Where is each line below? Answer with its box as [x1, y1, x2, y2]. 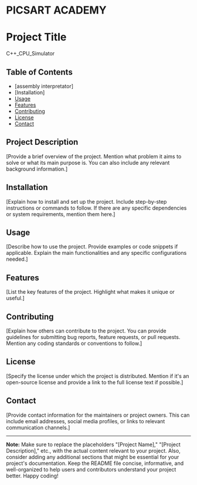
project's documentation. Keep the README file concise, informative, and [6, 460, 184, 467]
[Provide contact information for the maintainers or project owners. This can [6, 411, 190, 418]
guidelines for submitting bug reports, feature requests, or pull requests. [6, 334, 181, 340]
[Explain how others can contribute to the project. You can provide [6, 327, 167, 334]
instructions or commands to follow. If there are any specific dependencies [6, 204, 187, 211]
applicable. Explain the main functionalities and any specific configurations [6, 250, 187, 257]
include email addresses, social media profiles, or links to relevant [6, 417, 165, 424]
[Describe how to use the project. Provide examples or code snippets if [6, 243, 178, 250]
